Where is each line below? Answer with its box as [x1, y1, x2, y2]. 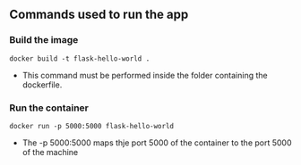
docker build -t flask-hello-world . [9, 54, 150, 63]
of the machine [21, 146, 79, 157]
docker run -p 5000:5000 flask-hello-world [9, 121, 175, 130]
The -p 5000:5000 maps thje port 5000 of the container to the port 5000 [21, 137, 293, 148]
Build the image [9, 34, 79, 46]
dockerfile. [21, 79, 63, 90]
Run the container [9, 102, 90, 114]
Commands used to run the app [9, 7, 189, 22]
